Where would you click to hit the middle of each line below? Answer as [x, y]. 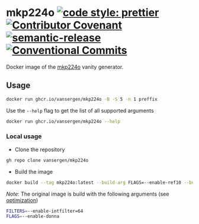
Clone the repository [40, 149]
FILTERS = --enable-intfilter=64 [45, 211]
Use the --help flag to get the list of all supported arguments [80, 110]
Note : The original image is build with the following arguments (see [88, 194]
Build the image [34, 171]
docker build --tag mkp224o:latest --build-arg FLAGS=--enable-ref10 [94, 183]
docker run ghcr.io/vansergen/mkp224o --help [63, 121]
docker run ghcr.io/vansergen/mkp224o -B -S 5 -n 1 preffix [82, 99]
